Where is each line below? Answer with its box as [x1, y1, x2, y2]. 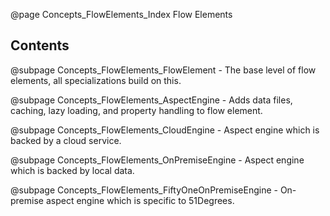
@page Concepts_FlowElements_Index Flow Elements [10, 9, 233, 20]
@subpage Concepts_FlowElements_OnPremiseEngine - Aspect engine [10, 154, 305, 166]
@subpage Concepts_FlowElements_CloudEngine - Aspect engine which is [10, 124, 320, 136]
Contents [10, 37, 70, 54]
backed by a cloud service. [10, 134, 122, 146]
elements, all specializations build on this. [10, 74, 182, 86]
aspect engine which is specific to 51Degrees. [45, 194, 235, 206]
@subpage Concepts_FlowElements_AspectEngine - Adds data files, [10, 94, 293, 106]
